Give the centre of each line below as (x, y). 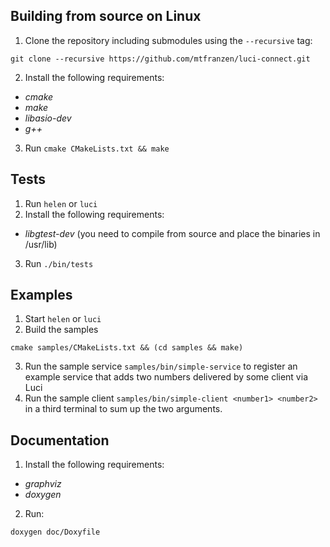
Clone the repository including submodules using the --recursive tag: (168, 40)
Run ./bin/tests (59, 263)
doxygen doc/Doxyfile (55, 532)
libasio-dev (48, 118)
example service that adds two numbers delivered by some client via (166, 377)
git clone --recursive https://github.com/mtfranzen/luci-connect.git (160, 59)
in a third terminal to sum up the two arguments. (123, 409)
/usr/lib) (41, 244)
